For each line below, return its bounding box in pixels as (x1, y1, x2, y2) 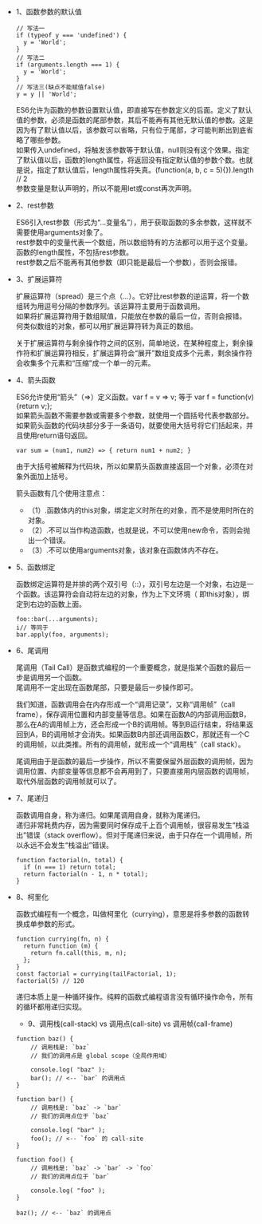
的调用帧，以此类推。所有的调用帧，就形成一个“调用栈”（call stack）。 (15, 739, 245, 749)
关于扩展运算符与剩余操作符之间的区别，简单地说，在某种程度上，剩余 (15, 339, 247, 347)
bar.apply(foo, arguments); (15, 631, 109, 639)
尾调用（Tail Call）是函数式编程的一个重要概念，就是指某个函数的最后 (15, 663, 244, 672)
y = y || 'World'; (15, 90, 77, 98)
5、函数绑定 (15, 562, 56, 572)
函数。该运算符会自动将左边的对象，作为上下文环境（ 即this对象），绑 (22, 589, 250, 599)
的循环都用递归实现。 (15, 1002, 86, 1012)
